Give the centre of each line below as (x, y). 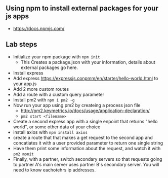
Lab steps (22, 44)
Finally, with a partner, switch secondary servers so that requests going (88, 159)
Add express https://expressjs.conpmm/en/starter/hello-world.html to (86, 78)
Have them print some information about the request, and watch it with (87, 148)
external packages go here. (49, 67)
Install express (28, 73)
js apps (17, 16)
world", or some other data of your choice (57, 127)
